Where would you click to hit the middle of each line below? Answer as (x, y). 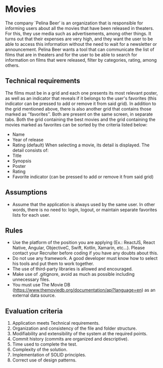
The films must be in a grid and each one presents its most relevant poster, (81, 93)
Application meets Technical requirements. (56, 323)
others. (12, 65)
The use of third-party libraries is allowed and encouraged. (72, 269)
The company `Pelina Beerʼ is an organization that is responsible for (74, 23)
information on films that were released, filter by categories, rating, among (81, 60)
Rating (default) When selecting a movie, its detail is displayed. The (81, 145)
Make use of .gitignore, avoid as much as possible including (73, 274)
